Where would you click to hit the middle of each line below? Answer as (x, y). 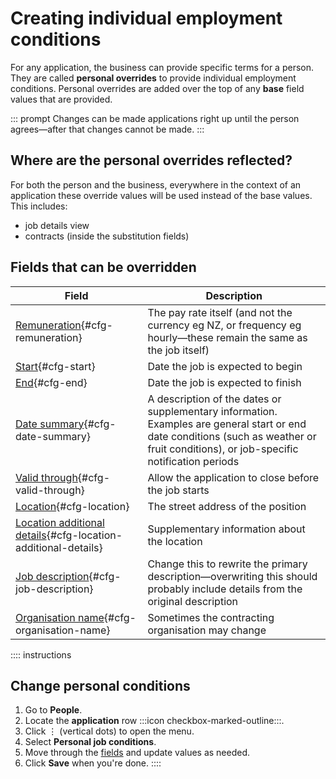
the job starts (178, 490)
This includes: (39, 206)
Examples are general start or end (227, 424)
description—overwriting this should (232, 576)
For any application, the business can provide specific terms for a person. (162, 67)
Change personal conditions (100, 685)
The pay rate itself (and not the (220, 312)
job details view (57, 225)
